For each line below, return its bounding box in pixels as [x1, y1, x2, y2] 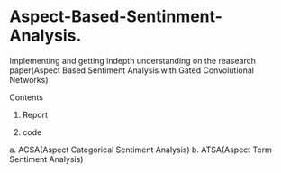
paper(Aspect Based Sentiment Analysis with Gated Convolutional [9, 65, 255, 76]
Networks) [9, 74, 49, 85]
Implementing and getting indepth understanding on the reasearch [9, 55, 257, 66]
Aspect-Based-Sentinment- [9, 6, 223, 27]
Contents [9, 92, 43, 103]
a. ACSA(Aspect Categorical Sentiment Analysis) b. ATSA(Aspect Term [9, 144, 272, 155]
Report [22, 109, 48, 120]
